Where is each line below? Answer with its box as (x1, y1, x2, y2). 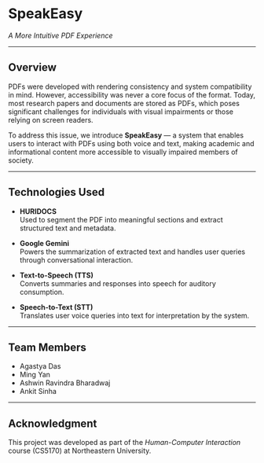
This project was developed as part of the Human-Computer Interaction (8, 438, 241, 447)
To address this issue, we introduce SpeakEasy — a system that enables (8, 130, 244, 140)
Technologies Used (8, 186, 104, 199)
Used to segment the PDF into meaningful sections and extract (19, 215, 223, 224)
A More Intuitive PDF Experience (8, 31, 113, 40)
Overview (8, 61, 57, 75)
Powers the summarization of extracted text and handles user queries (19, 247, 246, 256)
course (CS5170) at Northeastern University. (8, 446, 152, 456)
